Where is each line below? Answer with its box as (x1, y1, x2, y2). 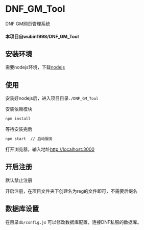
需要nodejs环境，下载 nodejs (5, 64, 65, 71)
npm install (5, 116, 31, 122)
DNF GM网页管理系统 (5, 20, 50, 27)
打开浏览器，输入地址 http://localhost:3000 (5, 146, 95, 152)
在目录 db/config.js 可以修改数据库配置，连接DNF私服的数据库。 (5, 219, 142, 225)
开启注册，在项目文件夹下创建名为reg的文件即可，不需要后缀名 (5, 188, 138, 194)
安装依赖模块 (5, 106, 32, 112)
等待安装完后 (5, 126, 32, 132)
